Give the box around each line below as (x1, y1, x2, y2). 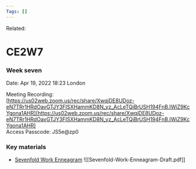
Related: (6, 25, 26, 32)
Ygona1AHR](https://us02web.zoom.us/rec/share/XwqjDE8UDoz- (6, 110, 164, 117)
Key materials (6, 143, 46, 151)
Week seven (6, 66, 42, 74)
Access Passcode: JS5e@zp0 (6, 129, 79, 136)
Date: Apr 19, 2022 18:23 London (6, 80, 86, 87)
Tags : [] (6, 8, 28, 15)
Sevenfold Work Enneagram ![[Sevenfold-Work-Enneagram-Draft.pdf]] (14, 156, 186, 163)
